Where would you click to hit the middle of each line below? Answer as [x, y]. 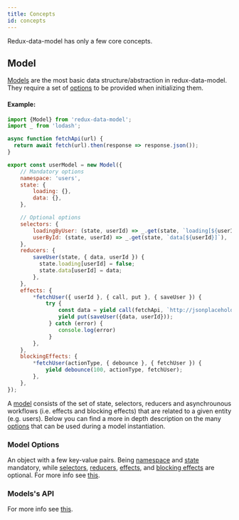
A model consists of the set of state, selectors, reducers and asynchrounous [119, 403]
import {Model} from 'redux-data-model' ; [70, 119]
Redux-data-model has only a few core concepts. [80, 41]
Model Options [33, 444]
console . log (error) [87, 330]
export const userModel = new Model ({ [65, 165]
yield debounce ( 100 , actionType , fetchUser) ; [114, 370]
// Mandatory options [52, 172]
